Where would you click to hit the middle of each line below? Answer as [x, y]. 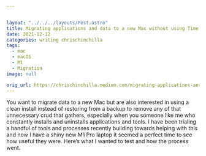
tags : [13, 46]
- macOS [22, 57]
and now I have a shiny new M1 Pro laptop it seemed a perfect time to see [99, 135]
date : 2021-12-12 [29, 34]
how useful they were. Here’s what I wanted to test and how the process [97, 141]
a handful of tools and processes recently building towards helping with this [102, 128]
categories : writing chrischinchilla [55, 40]
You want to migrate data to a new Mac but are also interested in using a [97, 102]
